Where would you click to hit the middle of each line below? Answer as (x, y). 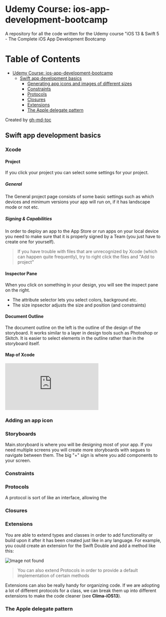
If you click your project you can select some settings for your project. (77, 173)
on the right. (18, 290)
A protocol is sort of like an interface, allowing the (56, 498)
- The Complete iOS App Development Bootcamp (55, 39)
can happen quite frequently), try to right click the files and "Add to (86, 257)
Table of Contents (43, 59)
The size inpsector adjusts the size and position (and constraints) (79, 305)
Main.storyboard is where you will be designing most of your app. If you (79, 445)
